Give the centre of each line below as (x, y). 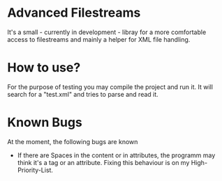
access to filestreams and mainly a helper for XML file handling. (99, 39)
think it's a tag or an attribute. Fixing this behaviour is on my (103, 162)
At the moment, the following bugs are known (73, 141)
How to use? (44, 68)
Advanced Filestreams (74, 13)
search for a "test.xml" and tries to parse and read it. (83, 94)
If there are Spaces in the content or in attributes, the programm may (116, 155)
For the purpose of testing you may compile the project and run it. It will (110, 87)
